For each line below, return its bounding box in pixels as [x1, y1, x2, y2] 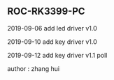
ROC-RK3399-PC [7, 6, 85, 17]
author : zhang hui [7, 64, 60, 72]
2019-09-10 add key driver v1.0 [7, 38, 98, 46]
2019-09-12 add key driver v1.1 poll [7, 51, 108, 59]
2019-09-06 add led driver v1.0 [7, 24, 98, 32]
